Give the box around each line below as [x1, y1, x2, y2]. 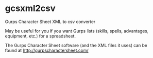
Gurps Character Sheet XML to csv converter [5, 19, 96, 24]
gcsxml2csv [5, 3, 56, 14]
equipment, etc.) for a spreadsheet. [5, 33, 76, 39]
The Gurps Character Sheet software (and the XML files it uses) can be [5, 42, 147, 48]
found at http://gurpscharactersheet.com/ [5, 47, 89, 53]
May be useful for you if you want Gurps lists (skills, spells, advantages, [5, 28, 149, 34]
